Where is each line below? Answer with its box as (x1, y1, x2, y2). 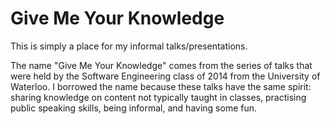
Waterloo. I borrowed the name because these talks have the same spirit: (10, 80, 312, 92)
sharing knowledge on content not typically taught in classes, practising (10, 91, 307, 103)
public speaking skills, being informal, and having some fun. (10, 102, 258, 114)
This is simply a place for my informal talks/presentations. (10, 40, 248, 52)
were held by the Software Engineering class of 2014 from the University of (10, 70, 321, 82)
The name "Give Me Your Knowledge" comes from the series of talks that (10, 59, 313, 71)
